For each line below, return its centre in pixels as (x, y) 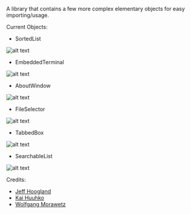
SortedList (28, 38)
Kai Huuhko (29, 198)
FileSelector (30, 109)
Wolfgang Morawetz (40, 204)
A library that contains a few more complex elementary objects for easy (95, 9)
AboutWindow (33, 85)
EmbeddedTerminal (39, 62)
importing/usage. (28, 15)
